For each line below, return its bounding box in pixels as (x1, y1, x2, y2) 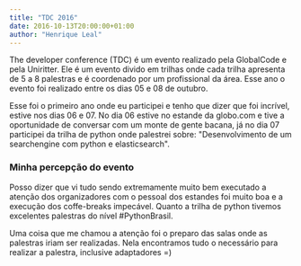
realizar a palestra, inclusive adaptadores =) (9, 246, 173, 257)
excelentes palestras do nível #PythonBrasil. (9, 210, 173, 221)
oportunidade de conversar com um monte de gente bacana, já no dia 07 (9, 120, 280, 130)
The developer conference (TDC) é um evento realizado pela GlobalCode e (9, 55, 288, 66)
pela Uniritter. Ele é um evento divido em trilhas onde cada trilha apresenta (9, 64, 286, 75)
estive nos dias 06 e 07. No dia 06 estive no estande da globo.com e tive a (9, 110, 285, 121)
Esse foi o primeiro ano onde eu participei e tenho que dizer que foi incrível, (9, 101, 290, 111)
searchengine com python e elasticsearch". (9, 138, 171, 149)
